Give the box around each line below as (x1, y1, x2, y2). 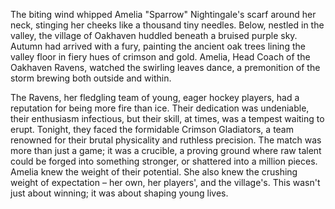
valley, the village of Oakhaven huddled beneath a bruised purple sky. (10, 30, 298, 41)
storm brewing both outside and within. (10, 72, 172, 84)
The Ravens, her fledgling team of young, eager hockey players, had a (10, 92, 300, 103)
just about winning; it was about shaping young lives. (10, 187, 229, 199)
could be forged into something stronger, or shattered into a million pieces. (10, 155, 318, 167)
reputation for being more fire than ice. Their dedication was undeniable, (10, 102, 310, 114)
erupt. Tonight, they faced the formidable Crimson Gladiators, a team (10, 124, 294, 135)
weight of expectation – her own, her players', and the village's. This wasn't (10, 177, 321, 188)
